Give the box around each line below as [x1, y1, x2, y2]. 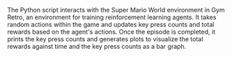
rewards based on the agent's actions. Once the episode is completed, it [7, 27, 216, 36]
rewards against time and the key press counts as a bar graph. [7, 43, 187, 50]
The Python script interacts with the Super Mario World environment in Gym [7, 6, 225, 14]
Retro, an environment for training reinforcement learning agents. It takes [7, 13, 217, 21]
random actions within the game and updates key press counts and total [7, 21, 215, 28]
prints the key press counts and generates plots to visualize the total [7, 35, 203, 43]
